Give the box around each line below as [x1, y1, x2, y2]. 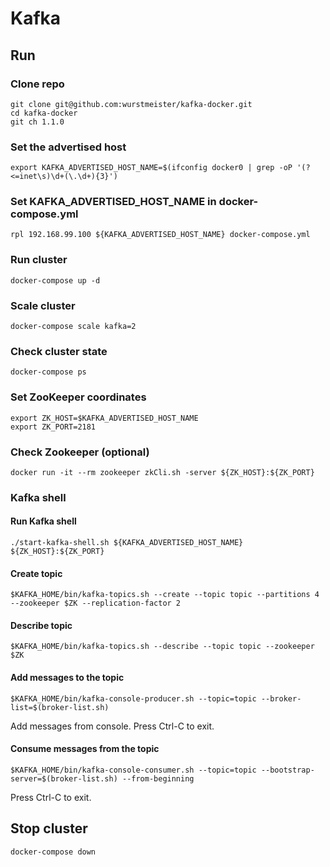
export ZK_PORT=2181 [10, 422, 97, 432]
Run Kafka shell [10, 515, 77, 527]
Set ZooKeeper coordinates [10, 390, 147, 404]
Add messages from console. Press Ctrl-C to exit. [10, 720, 215, 732]
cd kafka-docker [10, 108, 78, 118]
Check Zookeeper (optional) [10, 445, 150, 459]
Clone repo [10, 77, 65, 91]
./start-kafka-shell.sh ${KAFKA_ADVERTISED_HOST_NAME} [10, 538, 244, 548]
